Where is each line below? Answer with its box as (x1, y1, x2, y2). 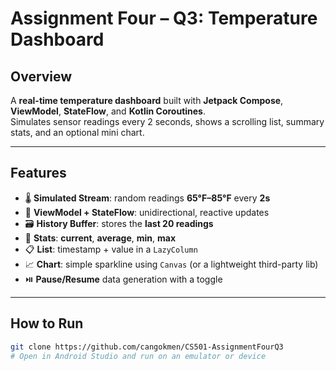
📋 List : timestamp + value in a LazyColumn (24, 243, 198, 255)
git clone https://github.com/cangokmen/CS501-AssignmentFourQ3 (10, 342, 284, 352)
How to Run (10, 315, 84, 332)
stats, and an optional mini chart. (10, 127, 145, 138)
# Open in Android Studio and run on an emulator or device (10, 351, 267, 361)
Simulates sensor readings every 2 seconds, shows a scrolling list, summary (10, 116, 325, 127)
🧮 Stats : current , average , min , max (24, 232, 177, 244)
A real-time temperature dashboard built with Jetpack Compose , (10, 95, 284, 106)
